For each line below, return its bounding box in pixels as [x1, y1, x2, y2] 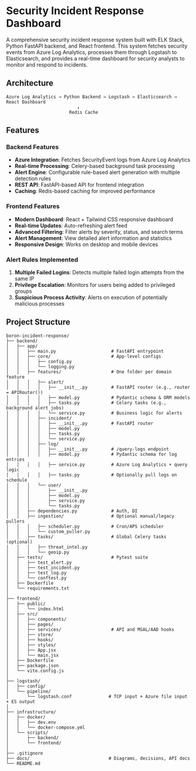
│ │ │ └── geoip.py [6, 549, 69, 555]
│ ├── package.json [6, 663, 59, 669]
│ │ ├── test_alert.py [6, 560, 72, 565]
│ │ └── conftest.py [6, 575, 67, 581]
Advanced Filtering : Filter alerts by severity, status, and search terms [14, 228, 184, 235]
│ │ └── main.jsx [6, 652, 59, 658]
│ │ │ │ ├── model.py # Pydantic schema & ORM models [6, 395, 191, 401]
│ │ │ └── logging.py [6, 363, 75, 369]
